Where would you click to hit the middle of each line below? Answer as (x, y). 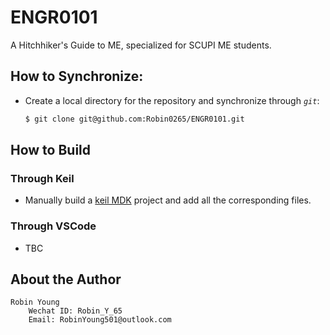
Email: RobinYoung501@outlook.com (100, 320)
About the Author (66, 279)
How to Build (51, 150)
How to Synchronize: (77, 76)
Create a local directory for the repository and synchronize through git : (172, 100)
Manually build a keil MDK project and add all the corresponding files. (168, 200)
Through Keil (42, 178)
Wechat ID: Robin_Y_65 (75, 311)
